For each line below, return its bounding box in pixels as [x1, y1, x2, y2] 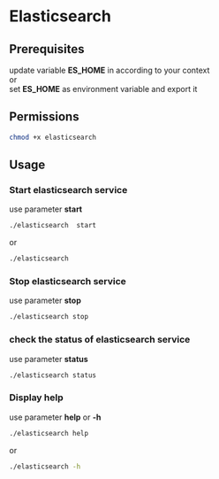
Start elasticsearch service [9, 184, 128, 196]
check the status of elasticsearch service [9, 334, 191, 346]
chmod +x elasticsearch [9, 133, 97, 142]
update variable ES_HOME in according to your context [9, 65, 210, 75]
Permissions [9, 109, 79, 125]
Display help [9, 391, 64, 404]
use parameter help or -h [9, 412, 102, 422]
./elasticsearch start [9, 221, 97, 230]
